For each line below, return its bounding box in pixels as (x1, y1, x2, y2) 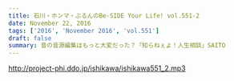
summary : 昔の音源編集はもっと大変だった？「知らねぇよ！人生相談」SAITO (8, 42, 226, 50)
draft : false (8, 34, 52, 43)
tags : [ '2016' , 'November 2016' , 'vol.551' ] (8, 26, 159, 34)
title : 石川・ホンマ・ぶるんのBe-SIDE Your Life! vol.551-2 (8, 11, 200, 20)
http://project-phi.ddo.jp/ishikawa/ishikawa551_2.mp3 (8, 63, 186, 73)
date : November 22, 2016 (8, 19, 91, 27)
